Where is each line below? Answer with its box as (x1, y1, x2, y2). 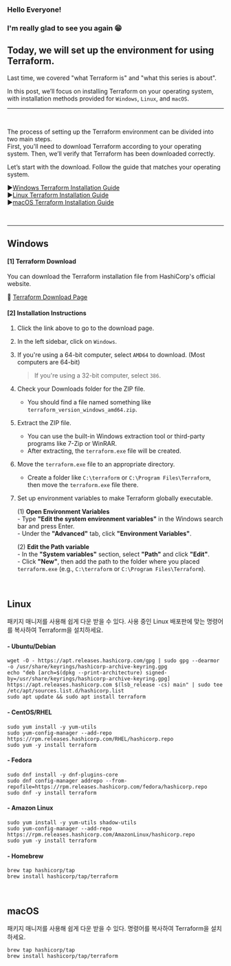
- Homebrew (7, 852, 44, 860)
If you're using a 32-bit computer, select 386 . (34, 371, 162, 380)
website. (7, 280, 32, 288)
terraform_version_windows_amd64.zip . (27, 405, 137, 414)
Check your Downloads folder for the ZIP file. (16, 384, 146, 393)
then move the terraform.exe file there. (27, 481, 139, 489)
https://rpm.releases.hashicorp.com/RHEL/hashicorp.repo (7, 735, 174, 742)
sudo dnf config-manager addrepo (7, 777, 103, 784)
